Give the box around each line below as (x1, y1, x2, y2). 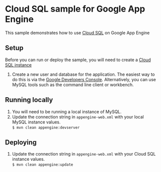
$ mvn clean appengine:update (12, 162, 74, 167)
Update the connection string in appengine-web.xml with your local (12, 114, 144, 120)
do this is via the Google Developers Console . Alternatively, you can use (12, 76, 156, 82)
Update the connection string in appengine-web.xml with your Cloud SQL (12, 151, 156, 157)
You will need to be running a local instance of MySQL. (12, 108, 122, 115)
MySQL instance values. (12, 119, 61, 125)
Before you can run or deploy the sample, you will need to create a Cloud (5, 57, 151, 63)
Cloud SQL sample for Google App (5, 3, 145, 15)
